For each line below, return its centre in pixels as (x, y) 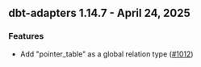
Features (26, 36)
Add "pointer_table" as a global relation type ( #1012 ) (107, 54)
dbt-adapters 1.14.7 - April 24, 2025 (100, 13)
